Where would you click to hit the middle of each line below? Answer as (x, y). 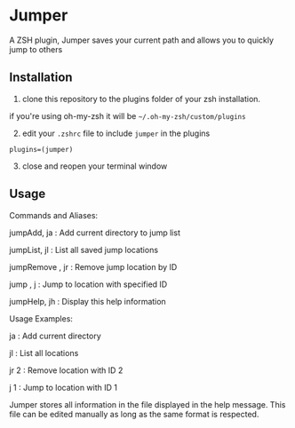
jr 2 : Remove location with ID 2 (66, 370)
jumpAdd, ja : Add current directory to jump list (95, 233)
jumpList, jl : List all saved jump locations (84, 250)
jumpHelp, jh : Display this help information (88, 301)
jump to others (36, 49)
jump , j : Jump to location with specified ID (88, 284)
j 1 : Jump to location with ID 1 (64, 387)
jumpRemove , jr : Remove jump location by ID (93, 266)
